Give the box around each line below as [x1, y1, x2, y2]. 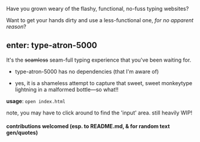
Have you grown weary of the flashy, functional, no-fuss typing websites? [6, 5, 189, 12]
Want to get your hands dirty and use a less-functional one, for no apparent [6, 17, 194, 23]
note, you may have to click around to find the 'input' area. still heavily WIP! [6, 109, 193, 116]
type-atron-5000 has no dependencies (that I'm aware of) [14, 68, 159, 75]
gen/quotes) [6, 129, 38, 137]
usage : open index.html [6, 97, 66, 104]
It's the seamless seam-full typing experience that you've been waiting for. [6, 56, 192, 64]
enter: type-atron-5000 [6, 40, 97, 50]
